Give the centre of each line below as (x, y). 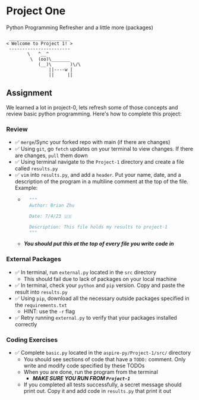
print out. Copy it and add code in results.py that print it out (97, 391)
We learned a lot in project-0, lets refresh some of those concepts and (92, 107)
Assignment (29, 93)
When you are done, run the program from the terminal (91, 372)
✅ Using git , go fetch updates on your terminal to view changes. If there (104, 149)
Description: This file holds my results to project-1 (98, 227)
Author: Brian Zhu (52, 205)
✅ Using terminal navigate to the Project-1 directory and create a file (99, 162)
